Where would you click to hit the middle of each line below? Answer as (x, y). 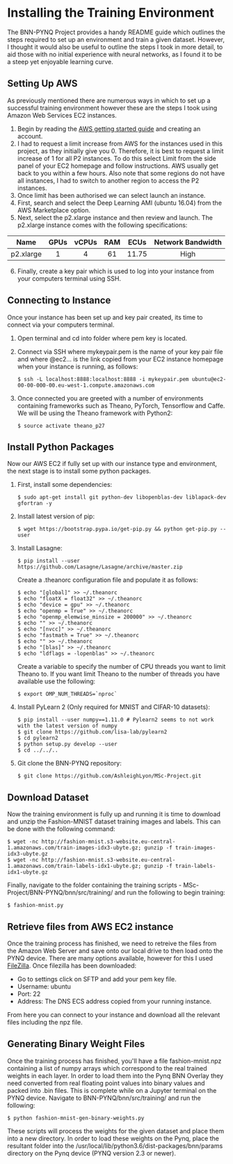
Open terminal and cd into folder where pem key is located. (102, 338)
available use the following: (56, 681)
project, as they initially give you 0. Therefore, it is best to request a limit (120, 150)
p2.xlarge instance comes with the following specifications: (102, 225)
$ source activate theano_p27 (61, 426)
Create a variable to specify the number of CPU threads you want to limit (121, 667)
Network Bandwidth (188, 242)
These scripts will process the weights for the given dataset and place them (116, 1131)
